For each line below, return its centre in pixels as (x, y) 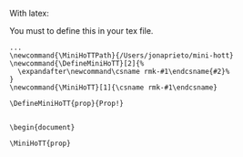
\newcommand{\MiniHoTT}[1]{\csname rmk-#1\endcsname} (114, 88)
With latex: (30, 13)
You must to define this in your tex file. (81, 31)
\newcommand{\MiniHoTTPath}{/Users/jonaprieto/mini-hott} (121, 56)
